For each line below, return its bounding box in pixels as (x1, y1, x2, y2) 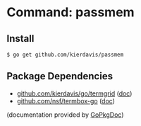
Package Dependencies (6, 70, 114, 82)
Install (6, 33, 35, 45)
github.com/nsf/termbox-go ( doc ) (16, 96, 116, 105)
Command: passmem (6, 4, 135, 21)
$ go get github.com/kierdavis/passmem (6, 51, 124, 58)
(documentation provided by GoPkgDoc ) (6, 110, 124, 119)
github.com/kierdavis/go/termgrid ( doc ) (16, 89, 133, 98)
